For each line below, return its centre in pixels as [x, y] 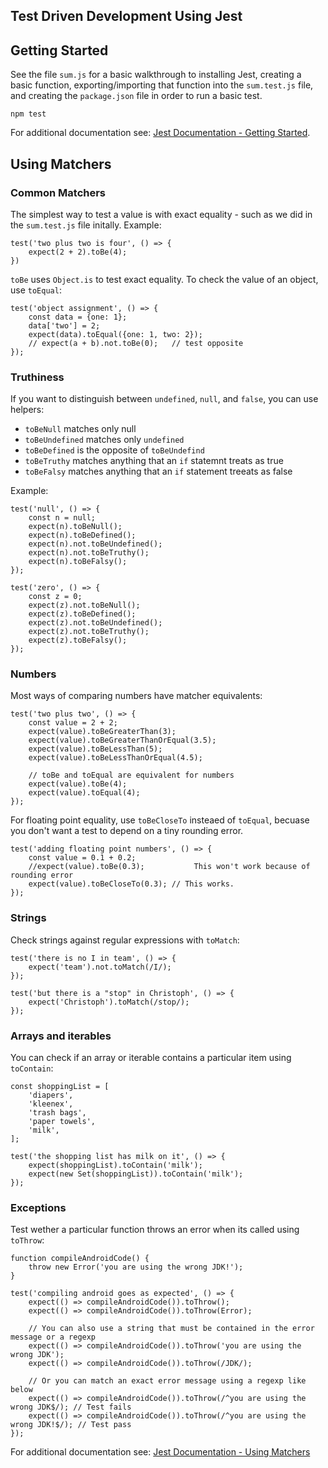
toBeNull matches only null [80, 429]
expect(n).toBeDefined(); [82, 535]
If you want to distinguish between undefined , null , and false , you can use [164, 399]
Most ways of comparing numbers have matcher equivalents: [136, 696]
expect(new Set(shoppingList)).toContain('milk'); [136, 1174]
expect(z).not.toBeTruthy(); [89, 632]
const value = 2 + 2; [73, 723]
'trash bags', [57, 1113]
